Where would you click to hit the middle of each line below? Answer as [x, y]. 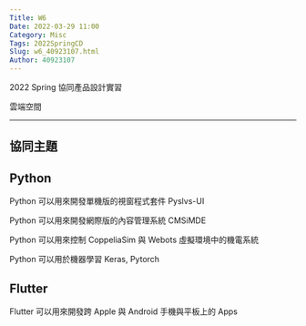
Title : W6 [28, 18]
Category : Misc [38, 35]
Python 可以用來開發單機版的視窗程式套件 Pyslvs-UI [107, 201]
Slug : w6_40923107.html [55, 52]
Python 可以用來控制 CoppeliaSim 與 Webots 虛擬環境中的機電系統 [134, 240]
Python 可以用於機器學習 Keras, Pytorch [85, 260]
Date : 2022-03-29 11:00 [55, 26]
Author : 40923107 [42, 60]
